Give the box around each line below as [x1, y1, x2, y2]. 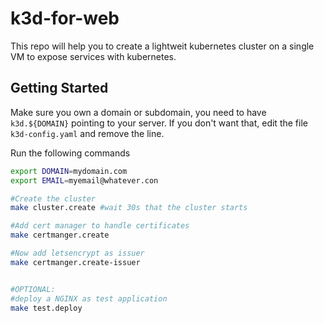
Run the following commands [10, 147, 131, 159]
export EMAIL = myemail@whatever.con [10, 175, 159, 186]
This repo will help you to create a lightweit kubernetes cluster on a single [10, 40, 315, 52]
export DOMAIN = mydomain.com [10, 166, 128, 176]
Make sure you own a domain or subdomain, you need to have [10, 106, 267, 118]
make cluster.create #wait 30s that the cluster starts [10, 203, 248, 213]
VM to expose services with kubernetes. [10, 50, 177, 62]
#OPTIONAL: [10, 284, 56, 294]
